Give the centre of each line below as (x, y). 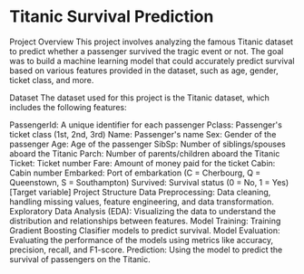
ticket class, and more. (52, 80)
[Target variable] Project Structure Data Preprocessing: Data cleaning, (140, 192)
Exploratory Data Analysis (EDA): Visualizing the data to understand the (143, 211)
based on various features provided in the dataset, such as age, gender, (144, 71)
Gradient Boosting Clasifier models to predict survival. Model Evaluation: (145, 230)
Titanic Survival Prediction (112, 17)
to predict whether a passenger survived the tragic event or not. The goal (147, 51)
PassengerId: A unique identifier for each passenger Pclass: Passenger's (146, 125)
